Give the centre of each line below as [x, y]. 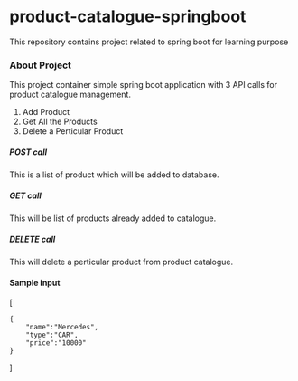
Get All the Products [60, 122]
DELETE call [33, 239]
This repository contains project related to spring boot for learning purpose [149, 42]
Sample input [35, 282]
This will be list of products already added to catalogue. [113, 218]
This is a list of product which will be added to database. [114, 175]
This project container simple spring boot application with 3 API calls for [144, 85]
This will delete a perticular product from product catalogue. [121, 262]
